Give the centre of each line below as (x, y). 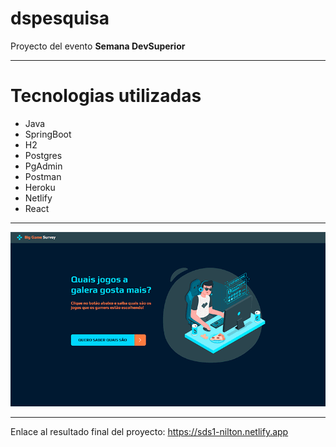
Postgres (43, 155)
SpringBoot (48, 134)
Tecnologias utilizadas (106, 96)
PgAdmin (43, 166)
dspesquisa (60, 18)
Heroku (40, 187)
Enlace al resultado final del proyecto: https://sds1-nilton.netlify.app (149, 431)
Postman (43, 176)
